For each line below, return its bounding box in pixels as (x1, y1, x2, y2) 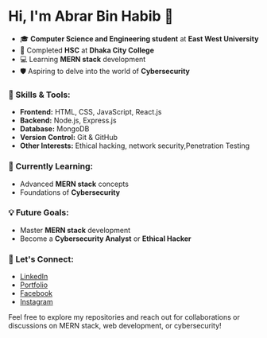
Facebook (19, 289, 53, 298)
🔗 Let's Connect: (8, 254, 74, 265)
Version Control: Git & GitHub (19, 133, 118, 142)
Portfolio (19, 280, 48, 289)
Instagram (19, 297, 53, 307)
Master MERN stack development (19, 225, 131, 235)
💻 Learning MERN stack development (19, 54, 146, 64)
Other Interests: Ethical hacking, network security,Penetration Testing (19, 141, 250, 150)
